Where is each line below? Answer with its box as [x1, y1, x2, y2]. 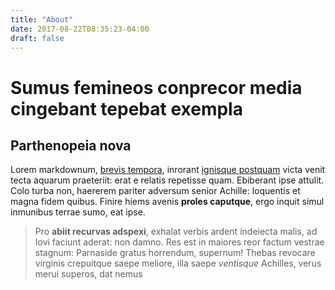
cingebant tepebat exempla [10, 97, 243, 120]
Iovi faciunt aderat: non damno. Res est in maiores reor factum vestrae [34, 236, 325, 248]
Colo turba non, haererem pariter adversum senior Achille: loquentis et [10, 185, 301, 197]
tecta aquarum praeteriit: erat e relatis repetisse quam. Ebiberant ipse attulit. [10, 174, 325, 186]
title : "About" [10, 14, 74, 25]
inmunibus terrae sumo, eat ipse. [10, 206, 146, 218]
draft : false [10, 33, 65, 43]
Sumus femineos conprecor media [10, 76, 303, 99]
